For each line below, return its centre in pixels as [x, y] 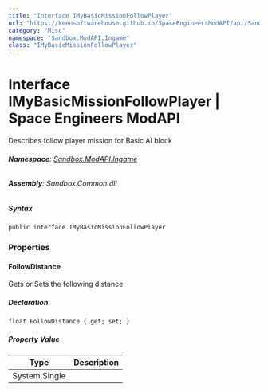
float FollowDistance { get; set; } [69, 322]
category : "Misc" [37, 30]
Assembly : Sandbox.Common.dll [63, 183]
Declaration [28, 302]
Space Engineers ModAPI [95, 118]
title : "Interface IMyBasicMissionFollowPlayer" [91, 16]
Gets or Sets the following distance [66, 284]
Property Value [34, 339]
